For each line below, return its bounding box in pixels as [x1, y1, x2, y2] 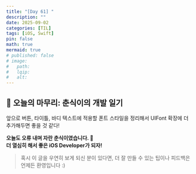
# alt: [6, 74, 28, 80]
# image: [6, 58, 28, 64]
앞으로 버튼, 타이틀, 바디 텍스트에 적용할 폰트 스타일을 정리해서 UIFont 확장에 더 [6, 114, 189, 122]
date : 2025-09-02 [6, 19, 49, 25]
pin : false [6, 36, 33, 42]
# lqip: [6, 69, 31, 75]
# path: [6, 63, 31, 70]
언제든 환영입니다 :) [20, 162, 66, 169]
